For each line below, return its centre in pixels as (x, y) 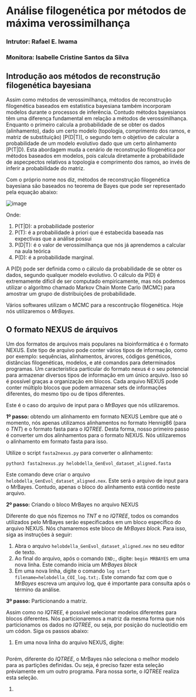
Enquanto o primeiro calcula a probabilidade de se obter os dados (85, 124)
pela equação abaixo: (32, 192)
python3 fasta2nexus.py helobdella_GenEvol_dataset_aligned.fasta (89, 463)
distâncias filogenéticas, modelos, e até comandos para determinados (91, 363)
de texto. (25, 552)
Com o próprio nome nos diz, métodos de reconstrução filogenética (88, 180)
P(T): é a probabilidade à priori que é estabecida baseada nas (89, 232)
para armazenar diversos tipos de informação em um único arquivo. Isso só (97, 375)
